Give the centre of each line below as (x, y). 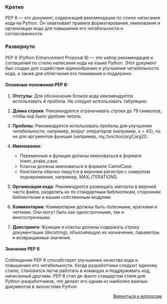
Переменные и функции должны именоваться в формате (81, 155)
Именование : (27, 146)
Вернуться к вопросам (137, 296)
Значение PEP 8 (22, 249)
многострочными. (32, 217)
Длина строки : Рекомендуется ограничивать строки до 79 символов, (87, 111)
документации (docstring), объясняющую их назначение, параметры (86, 232)
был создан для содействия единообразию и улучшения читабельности (82, 68)
